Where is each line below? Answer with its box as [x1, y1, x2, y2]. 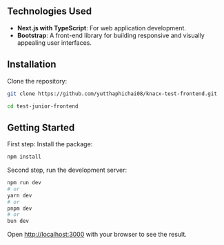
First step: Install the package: [7, 140, 93, 148]
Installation [7, 59, 57, 70]
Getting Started [7, 121, 75, 133]
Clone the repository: [7, 77, 68, 85]
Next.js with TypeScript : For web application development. [17, 23, 186, 32]
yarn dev [7, 192, 32, 199]
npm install [7, 153, 41, 161]
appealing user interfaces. [17, 38, 92, 47]
